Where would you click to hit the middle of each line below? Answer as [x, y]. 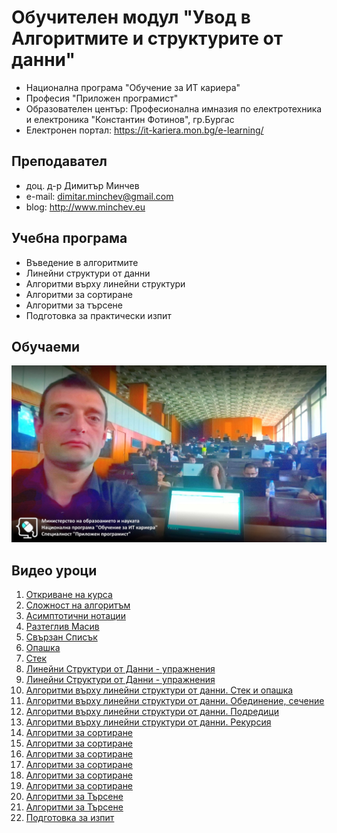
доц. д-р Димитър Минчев [82, 185]
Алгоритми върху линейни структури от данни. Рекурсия [148, 722]
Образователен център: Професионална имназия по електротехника [174, 108]
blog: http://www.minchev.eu [85, 207]
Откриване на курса [69, 595]
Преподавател [59, 161]
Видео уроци [54, 570]
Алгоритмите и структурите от [147, 38]
